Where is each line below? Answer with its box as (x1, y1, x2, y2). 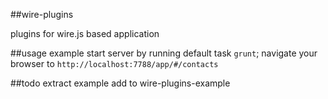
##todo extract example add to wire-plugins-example (10, 77, 231, 89)
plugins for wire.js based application (10, 28, 160, 39)
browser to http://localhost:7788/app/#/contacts (10, 58, 219, 69)
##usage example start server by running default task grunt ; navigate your (10, 47, 318, 59)
